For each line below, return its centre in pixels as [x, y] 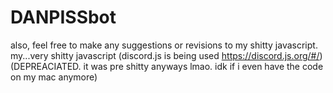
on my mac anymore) [54, 77]
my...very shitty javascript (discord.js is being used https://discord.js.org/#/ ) [166, 55]
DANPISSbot [63, 17]
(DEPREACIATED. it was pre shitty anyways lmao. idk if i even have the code [167, 66]
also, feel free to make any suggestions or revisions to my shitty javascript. [164, 45]
